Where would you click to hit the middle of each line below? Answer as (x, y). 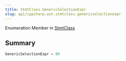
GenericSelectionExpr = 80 (32, 54)
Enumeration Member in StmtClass (40, 28)
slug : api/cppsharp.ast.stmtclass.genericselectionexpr (63, 14)
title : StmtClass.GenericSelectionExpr (46, 9)
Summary (20, 43)
